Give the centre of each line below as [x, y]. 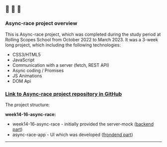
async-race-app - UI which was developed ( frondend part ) [73, 135]
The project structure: [28, 105]
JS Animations [27, 76]
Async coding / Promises [38, 70]
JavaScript [23, 60]
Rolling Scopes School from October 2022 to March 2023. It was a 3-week [82, 39]
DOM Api [22, 81]
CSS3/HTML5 [26, 54]
